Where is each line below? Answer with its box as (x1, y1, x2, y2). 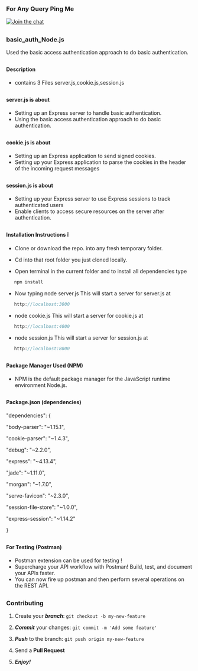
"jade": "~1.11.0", (6, 469, 46, 476)
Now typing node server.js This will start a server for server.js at (14, 289, 171, 297)
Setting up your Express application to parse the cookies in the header (14, 159, 186, 166)
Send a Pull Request (14, 647, 65, 654)
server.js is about (6, 96, 50, 104)
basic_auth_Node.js (6, 35, 64, 43)
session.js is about (6, 182, 53, 189)
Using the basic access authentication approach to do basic (14, 116, 161, 123)
